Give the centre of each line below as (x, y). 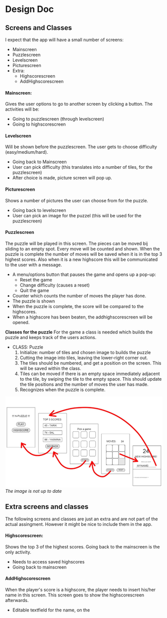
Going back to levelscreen (39, 210)
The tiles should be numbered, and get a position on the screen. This (90, 363)
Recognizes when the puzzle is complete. (63, 390)
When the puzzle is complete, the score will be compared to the (78, 306)
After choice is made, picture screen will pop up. (62, 178)
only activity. (18, 552)
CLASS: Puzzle (28, 347)
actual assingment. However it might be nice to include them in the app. (79, 524)
